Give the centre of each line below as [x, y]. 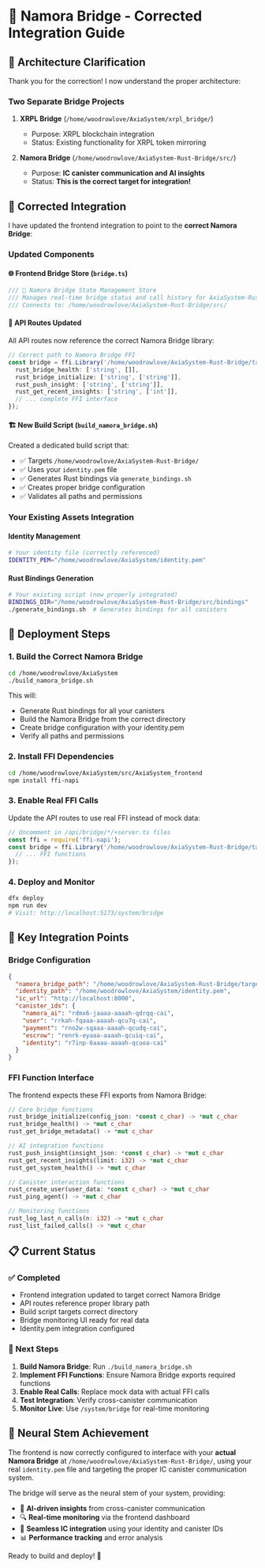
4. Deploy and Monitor [52, 882]
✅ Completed [34, 1278]
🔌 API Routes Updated [45, 323]
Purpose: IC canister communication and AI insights [118, 173]
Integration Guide [67, 33]
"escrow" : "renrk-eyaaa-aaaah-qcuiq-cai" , [93, 1035]
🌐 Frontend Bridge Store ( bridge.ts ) [68, 273]
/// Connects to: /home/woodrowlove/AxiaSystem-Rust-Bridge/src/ [118, 305]
